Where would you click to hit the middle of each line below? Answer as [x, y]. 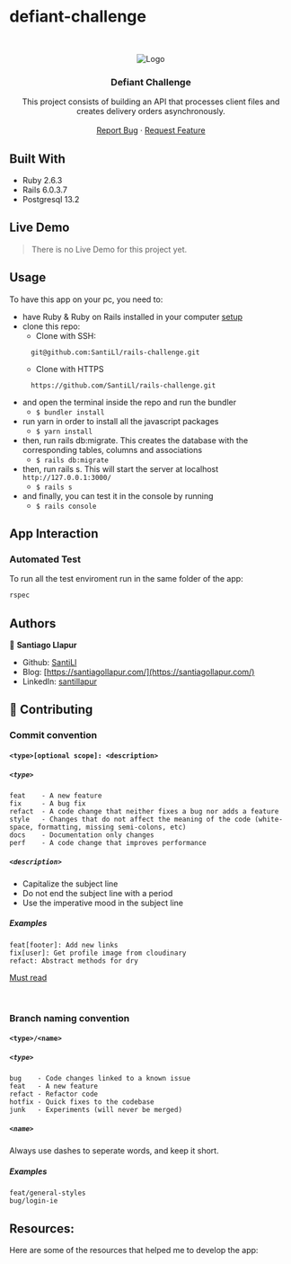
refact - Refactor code [54, 1094]
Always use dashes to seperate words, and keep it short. [114, 1151]
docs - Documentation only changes [82, 835]
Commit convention [53, 735]
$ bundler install [70, 412]
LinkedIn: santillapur [59, 681]
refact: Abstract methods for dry [74, 961]
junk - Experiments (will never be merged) [96, 1110]
